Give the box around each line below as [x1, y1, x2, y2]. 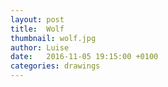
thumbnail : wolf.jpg [10, 33, 97, 43]
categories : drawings [10, 61, 101, 71]
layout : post [10, 14, 65, 25]
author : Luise [10, 42, 70, 53]
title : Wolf [10, 24, 65, 34]
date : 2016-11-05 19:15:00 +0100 [10, 52, 159, 62]
